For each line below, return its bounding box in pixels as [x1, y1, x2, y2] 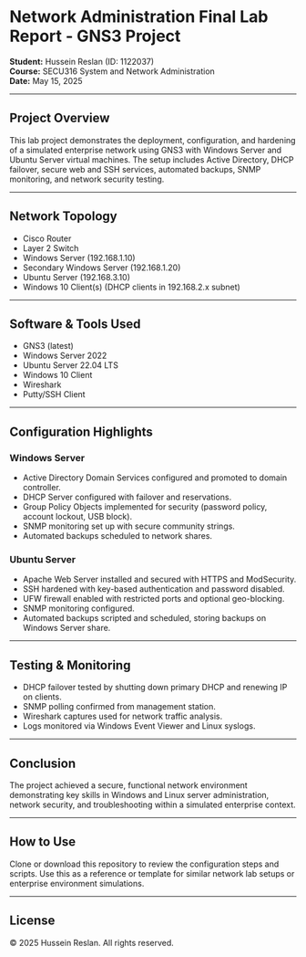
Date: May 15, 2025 [9, 75, 84, 86]
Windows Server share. [22, 623, 111, 634]
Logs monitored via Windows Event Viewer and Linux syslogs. [22, 720, 256, 731]
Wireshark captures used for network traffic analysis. [22, 710, 223, 722]
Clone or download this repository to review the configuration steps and [9, 858, 280, 869]
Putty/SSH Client [22, 389, 86, 400]
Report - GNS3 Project [9, 26, 181, 47]
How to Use [9, 834, 76, 850]
